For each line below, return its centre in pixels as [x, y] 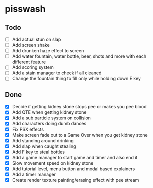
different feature [29, 62]
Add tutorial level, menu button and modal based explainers [74, 169]
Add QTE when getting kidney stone [49, 112]
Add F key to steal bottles [38, 152]
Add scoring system [33, 67]
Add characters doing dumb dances [49, 124]
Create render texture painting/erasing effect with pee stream [76, 180]
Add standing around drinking [43, 140]
